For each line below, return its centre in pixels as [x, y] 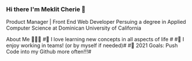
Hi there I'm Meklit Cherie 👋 [46, 9]
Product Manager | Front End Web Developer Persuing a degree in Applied [96, 22]
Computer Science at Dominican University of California [74, 28]
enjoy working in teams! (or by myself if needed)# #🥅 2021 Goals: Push [92, 45]
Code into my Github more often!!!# [49, 52]
